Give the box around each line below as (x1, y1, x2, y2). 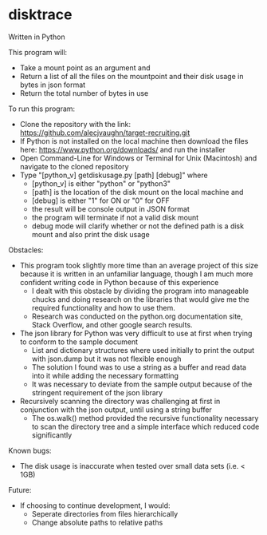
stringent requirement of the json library (31, 387, 163, 397)
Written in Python (8, 32, 65, 42)
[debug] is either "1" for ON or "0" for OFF (31, 196, 170, 205)
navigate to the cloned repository (19, 161, 129, 171)
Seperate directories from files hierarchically (31, 509, 179, 518)
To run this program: (8, 104, 76, 113)
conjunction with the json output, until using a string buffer (19, 405, 213, 414)
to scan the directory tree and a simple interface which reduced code (31, 422, 260, 431)
